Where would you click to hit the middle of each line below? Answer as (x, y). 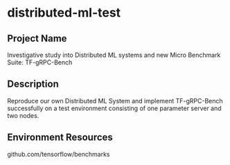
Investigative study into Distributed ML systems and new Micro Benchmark (114, 55)
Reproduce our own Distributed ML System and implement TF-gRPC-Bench (115, 101)
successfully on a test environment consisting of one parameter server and (114, 108)
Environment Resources (60, 138)
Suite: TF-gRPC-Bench (40, 62)
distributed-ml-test (64, 13)
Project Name (37, 38)
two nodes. (23, 115)
